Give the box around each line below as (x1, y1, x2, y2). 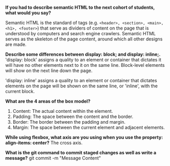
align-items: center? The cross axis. (5, 140, 83, 146)
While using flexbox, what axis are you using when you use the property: (5, 134, 163, 140)
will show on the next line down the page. (5, 67, 93, 74)
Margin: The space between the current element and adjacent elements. (12, 125, 165, 130)
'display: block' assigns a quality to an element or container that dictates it (5, 57, 162, 63)
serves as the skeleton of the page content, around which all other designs (5, 36, 163, 42)
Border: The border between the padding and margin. (12, 119, 126, 125)
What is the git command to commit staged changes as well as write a (5, 150, 157, 155)
